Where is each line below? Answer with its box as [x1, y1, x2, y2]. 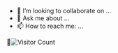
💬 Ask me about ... [16, 14, 70, 22]
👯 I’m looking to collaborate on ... [16, 7, 112, 15]
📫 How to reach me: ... [16, 22, 84, 30]
